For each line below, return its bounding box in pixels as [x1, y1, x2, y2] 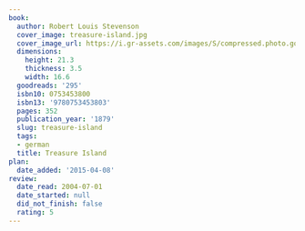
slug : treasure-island [16, 124, 103, 133]
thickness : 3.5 [25, 65, 83, 74]
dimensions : [16, 47, 63, 56]
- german [16, 140, 50, 149]
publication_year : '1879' [16, 115, 116, 124]
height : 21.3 [25, 55, 75, 65]
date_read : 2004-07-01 [16, 183, 103, 192]
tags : [16, 132, 38, 141]
